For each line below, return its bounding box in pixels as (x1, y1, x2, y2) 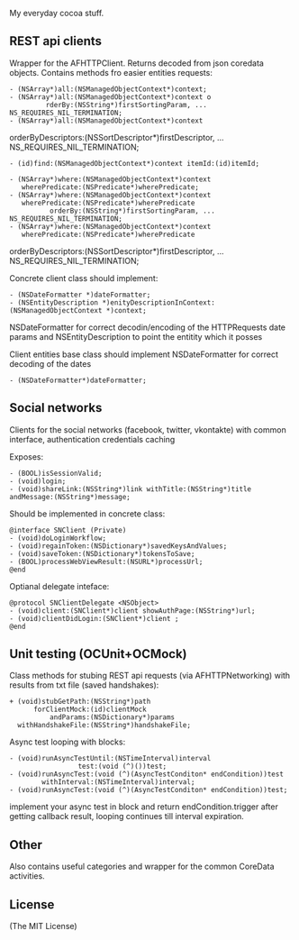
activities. (9, 871, 45, 881)
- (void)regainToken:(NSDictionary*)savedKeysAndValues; (9, 541, 228, 551)
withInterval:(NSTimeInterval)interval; (41, 778, 195, 787)
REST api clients (9, 33, 102, 49)
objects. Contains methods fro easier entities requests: (9, 67, 213, 78)
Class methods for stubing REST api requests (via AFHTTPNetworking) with (9, 671, 291, 681)
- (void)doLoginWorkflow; (9, 534, 106, 543)
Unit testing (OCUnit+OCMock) (9, 646, 187, 662)
